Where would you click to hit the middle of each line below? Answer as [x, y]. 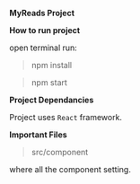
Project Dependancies [52, 100]
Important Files [38, 135]
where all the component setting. [70, 169]
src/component [60, 152]
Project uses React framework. [66, 117]
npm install [52, 65]
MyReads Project [42, 13]
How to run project [45, 30]
